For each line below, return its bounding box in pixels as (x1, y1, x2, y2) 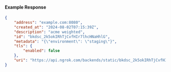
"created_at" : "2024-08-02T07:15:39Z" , (14, 24, 99, 30)
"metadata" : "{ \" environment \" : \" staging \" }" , (14, 39, 117, 44)
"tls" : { (14, 44, 33, 49)
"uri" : (14, 58, 28, 63)
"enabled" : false (23, 48, 60, 53)
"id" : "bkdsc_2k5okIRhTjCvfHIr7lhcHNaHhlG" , (14, 34, 110, 39)
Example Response (5, 4, 46, 10)
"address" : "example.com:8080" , (14, 20, 83, 25)
